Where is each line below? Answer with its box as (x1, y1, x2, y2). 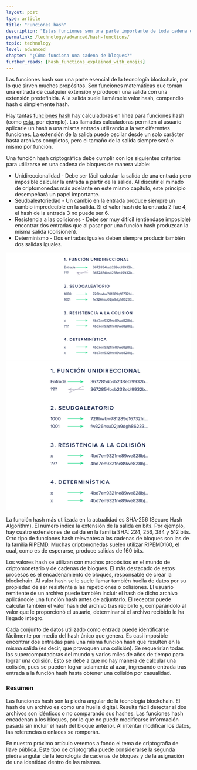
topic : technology (6, 40, 51, 46)
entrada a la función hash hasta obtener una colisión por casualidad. (6, 669, 172, 676)
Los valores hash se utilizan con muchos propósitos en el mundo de (6, 558, 171, 565)
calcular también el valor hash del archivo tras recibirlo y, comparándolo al (6, 602, 186, 609)
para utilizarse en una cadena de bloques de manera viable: (6, 161, 151, 168)
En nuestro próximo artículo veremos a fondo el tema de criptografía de (6, 740, 179, 747)
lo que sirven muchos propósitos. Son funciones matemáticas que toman (6, 82, 183, 89)
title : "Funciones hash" (6, 22, 67, 28)
